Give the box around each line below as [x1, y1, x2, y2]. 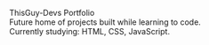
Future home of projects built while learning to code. [9, 17, 202, 27]
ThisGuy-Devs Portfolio [9, 8, 95, 18]
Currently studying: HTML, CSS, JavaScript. [9, 26, 171, 36]
